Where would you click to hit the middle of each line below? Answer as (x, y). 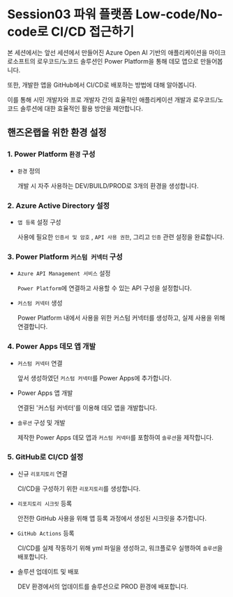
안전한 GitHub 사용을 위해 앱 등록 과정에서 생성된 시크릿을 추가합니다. (112, 518)
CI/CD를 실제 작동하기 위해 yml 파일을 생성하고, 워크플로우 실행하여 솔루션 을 (120, 548)
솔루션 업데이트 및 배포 (48, 571)
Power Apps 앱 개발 (45, 393)
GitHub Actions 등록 (46, 533)
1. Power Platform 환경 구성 (51, 154)
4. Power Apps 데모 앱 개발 (52, 347)
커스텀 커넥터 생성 (40, 303)
